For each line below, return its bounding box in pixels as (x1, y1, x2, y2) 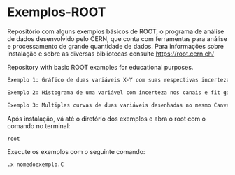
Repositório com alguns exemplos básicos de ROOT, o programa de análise (7, 27, 225, 36)
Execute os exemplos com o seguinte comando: (7, 148, 145, 156)
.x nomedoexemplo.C (7, 161, 64, 168)
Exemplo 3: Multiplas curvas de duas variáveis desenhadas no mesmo (7, 102, 211, 109)
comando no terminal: (7, 121, 71, 130)
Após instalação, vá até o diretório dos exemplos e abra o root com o (7, 114, 206, 123)
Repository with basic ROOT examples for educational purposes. (7, 63, 194, 71)
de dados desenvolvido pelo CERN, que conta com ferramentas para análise (7, 34, 227, 43)
